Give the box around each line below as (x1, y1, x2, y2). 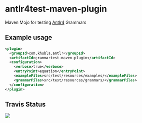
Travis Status (5, 100, 46, 108)
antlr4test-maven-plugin (5, 3, 107, 15)
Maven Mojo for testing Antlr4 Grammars (5, 19, 86, 25)
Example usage (5, 33, 52, 42)
